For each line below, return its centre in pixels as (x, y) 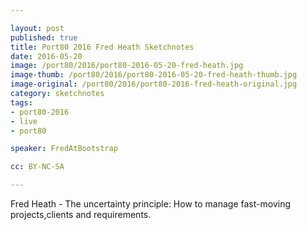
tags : (21, 102)
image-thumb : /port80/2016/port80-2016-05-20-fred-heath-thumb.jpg (154, 75)
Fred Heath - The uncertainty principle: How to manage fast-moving (150, 204)
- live (24, 121)
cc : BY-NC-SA (37, 167)
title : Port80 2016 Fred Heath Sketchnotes (102, 47)
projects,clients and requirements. (81, 214)
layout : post (37, 28)
